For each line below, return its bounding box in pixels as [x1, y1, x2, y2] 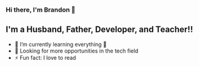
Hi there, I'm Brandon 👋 [5, 5, 76, 14]
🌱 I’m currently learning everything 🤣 [14, 40, 107, 48]
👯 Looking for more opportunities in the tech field [14, 47, 139, 54]
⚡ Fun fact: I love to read [14, 54, 76, 61]
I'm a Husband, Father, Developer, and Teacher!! [5, 24, 194, 35]
